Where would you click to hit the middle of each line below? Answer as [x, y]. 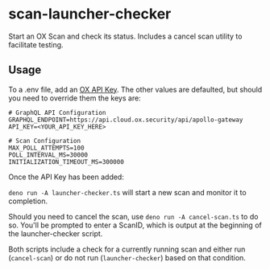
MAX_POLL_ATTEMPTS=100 [46, 148]
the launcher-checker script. [56, 233]
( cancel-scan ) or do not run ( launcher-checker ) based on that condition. [127, 257]
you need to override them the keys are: [75, 98]
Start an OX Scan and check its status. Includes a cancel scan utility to [125, 36]
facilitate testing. [36, 44]
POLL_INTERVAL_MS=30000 [48, 155]
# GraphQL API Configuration [57, 112]
